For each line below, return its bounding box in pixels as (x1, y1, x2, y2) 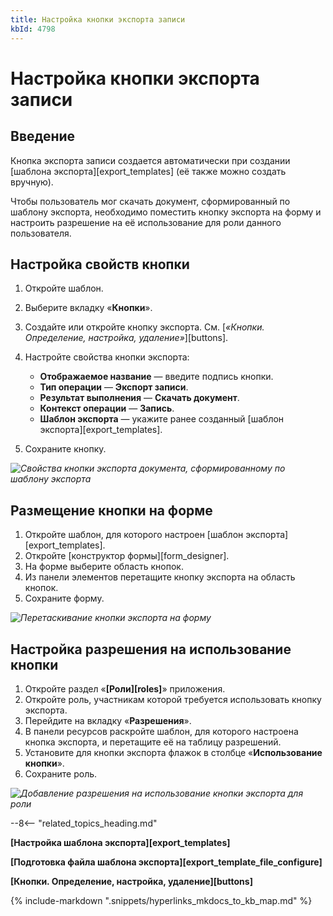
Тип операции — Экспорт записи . (39, 381, 189, 393)
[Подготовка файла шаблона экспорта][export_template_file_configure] (10, 856, 323, 868)
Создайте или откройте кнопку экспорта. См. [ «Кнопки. (24, 321, 265, 333)
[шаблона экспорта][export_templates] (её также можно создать (10, 165, 287, 177)
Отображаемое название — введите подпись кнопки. (39, 371, 274, 383)
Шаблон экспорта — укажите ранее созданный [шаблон (39, 413, 285, 425)
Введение (10, 128, 76, 145)
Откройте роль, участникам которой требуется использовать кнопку (24, 693, 322, 705)
